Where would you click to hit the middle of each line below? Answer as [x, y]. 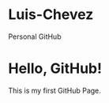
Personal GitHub [35, 36]
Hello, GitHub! [55, 69]
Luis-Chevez [51, 15]
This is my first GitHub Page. [54, 90]
